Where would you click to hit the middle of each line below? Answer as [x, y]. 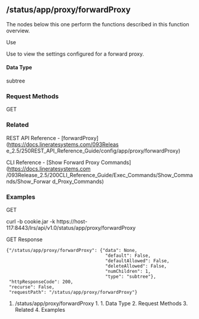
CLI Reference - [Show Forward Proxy [53, 162]
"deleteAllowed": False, [136, 266]
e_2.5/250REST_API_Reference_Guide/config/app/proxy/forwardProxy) [93, 151]
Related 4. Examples [40, 309]
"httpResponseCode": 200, [41, 282]
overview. [18, 31]
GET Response [25, 239]
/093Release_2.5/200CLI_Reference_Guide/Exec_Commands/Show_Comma [99, 175]
